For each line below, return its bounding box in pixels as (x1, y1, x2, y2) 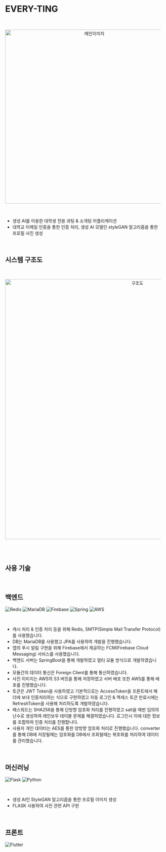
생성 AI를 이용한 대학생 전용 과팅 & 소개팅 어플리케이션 (12, 217, 117, 223)
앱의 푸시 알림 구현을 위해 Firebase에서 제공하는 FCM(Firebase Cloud (12, 645, 149, 651)
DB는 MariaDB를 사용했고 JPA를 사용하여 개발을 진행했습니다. (12, 639, 132, 644)
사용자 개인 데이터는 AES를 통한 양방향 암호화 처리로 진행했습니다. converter (12, 725, 161, 731)
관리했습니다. (17, 738, 43, 744)
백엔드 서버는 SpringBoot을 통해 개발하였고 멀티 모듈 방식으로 (12, 657, 132, 663)
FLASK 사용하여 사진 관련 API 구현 (12, 803, 79, 809)
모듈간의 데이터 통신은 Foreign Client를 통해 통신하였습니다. (12, 670, 128, 676)
